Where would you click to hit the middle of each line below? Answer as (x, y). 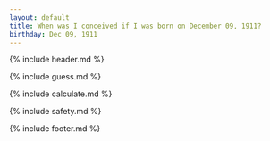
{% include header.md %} (57, 60)
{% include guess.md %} (55, 77)
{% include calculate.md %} (61, 94)
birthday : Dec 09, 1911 (54, 34)
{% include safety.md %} (55, 112)
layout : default (39, 17)
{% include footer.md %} (55, 129)
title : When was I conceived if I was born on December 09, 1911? (135, 26)
